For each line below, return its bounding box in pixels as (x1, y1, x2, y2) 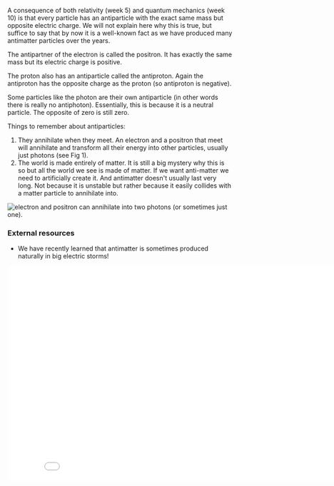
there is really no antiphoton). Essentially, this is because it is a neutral (7, 101, 214, 109)
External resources (7, 228, 75, 238)
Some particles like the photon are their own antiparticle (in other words (7, 93, 219, 101)
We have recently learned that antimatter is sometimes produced (17, 244, 209, 253)
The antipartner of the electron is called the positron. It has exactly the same (7, 50, 233, 59)
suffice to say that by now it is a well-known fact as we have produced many (7, 29, 233, 37)
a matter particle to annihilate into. (17, 189, 119, 197)
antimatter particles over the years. (7, 36, 111, 45)
